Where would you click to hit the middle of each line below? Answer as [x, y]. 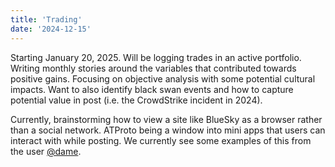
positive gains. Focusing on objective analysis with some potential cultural [163, 78]
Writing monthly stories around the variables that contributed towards [153, 68]
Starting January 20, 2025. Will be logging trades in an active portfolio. [156, 57]
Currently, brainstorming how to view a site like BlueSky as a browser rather [166, 119]
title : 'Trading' [46, 19]
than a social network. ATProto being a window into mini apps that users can [168, 130]
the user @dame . [46, 151]
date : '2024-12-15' [51, 29]
